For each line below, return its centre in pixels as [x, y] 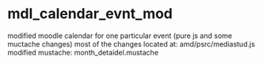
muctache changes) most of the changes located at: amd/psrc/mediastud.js [131, 43]
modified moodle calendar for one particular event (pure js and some [120, 36]
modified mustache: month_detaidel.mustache [83, 52]
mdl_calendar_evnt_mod [90, 14]
